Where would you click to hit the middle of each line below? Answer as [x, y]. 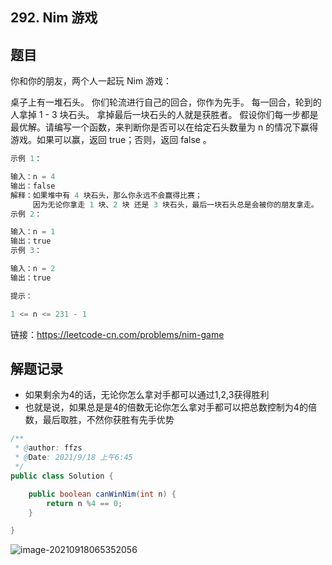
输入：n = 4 [33, 177]
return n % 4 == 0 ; [84, 503]
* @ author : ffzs [48, 448]
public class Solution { [62, 476]
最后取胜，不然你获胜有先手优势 [108, 420]
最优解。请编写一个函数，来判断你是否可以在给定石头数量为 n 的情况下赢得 [164, 127]
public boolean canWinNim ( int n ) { [102, 494]
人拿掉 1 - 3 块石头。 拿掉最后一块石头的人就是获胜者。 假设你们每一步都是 [164, 115]
